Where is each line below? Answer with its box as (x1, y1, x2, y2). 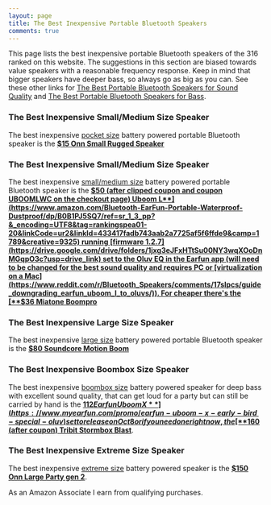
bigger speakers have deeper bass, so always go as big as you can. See (8, 74, 248, 85)
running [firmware (81, 237, 144, 246)
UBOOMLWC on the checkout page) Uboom (8, 194, 157, 204)
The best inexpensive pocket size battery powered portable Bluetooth (8, 130, 240, 139)
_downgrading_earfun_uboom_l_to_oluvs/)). (8, 288, 160, 298)
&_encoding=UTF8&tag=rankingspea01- (8, 219, 148, 230)
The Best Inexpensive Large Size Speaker (8, 317, 174, 328)
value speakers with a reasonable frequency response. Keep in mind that (8, 66, 251, 76)
